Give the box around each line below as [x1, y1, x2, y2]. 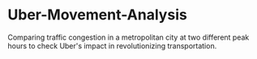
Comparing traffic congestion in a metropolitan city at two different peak [7, 32, 250, 42]
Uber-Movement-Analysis [7, 6, 187, 24]
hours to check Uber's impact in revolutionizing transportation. [7, 40, 217, 50]
